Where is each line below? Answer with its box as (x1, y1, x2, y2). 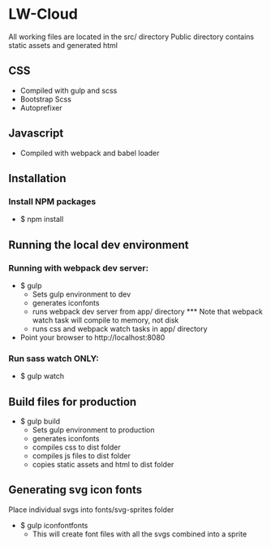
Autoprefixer (19, 102, 62, 112)
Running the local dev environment (8, 237, 189, 252)
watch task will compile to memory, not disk (32, 315, 179, 325)
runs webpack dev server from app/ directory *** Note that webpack (32, 306, 264, 316)
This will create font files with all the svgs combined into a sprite (32, 529, 247, 539)
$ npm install (19, 215, 64, 224)
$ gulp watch (19, 371, 65, 381)
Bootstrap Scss (19, 94, 71, 104)
